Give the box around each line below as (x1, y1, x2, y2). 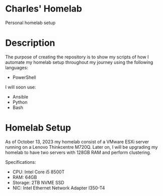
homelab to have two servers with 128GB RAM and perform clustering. (5, 149, 151, 155)
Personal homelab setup (5, 20, 56, 26)
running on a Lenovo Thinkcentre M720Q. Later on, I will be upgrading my (5, 144, 158, 150)
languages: (5, 64, 29, 70)
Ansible (12, 93, 29, 100)
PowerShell (12, 74, 36, 80)
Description (5, 37, 55, 49)
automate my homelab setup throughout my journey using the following (5, 59, 153, 65)
